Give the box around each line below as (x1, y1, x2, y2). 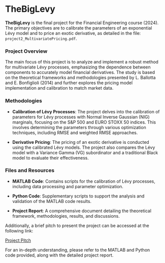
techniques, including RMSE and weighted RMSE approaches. (12, 130, 138, 135)
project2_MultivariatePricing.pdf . (5, 35, 77, 41)
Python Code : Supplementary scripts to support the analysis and (12, 193, 145, 199)
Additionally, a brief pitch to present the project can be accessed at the (5, 223, 149, 229)
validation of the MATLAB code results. (12, 198, 92, 204)
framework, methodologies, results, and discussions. (12, 213, 120, 219)
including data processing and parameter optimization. (12, 183, 124, 189)
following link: (5, 228, 33, 233)
